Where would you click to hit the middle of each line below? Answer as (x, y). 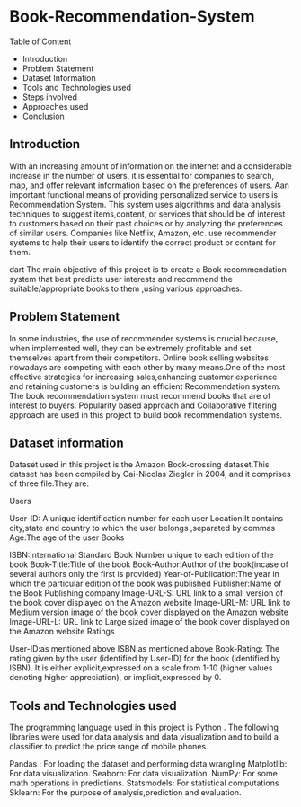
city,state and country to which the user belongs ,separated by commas (142, 528)
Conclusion (43, 116)
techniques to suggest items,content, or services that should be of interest (147, 214)
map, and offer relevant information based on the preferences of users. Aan (150, 185)
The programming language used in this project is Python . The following (144, 727)
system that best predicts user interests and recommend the (121, 279)
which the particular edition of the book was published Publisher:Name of (146, 584)
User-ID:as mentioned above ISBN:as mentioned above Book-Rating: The (145, 649)
